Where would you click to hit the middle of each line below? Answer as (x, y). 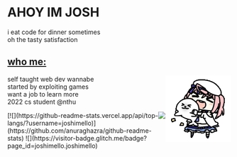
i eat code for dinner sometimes (54, 32)
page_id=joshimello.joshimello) (53, 146)
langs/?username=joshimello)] (52, 123)
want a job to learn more (43, 94)
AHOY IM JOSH (54, 12)
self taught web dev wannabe (51, 79)
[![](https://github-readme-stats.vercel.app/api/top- (83, 115)
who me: (27, 62)
